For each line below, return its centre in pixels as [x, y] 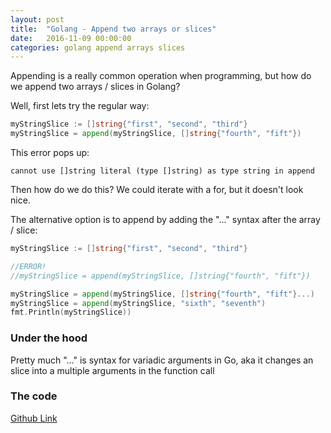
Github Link [34, 418]
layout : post [37, 19]
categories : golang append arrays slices [98, 47]
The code [34, 396]
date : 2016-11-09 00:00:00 [71, 38]
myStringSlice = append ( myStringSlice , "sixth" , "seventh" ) [138, 303]
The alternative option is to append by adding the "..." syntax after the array [165, 219]
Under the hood [49, 338]
